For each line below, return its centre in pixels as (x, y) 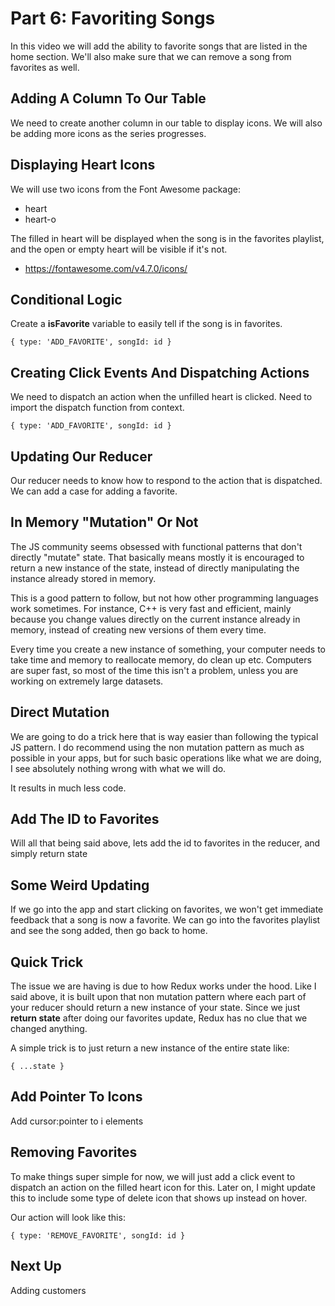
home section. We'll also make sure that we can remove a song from (151, 56)
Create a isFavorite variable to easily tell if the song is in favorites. (146, 324)
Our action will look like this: (68, 1217)
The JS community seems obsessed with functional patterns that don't (156, 546)
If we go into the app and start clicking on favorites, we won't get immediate (167, 909)
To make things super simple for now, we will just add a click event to (153, 1176)
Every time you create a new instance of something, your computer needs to (168, 649)
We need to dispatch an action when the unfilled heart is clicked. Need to (161, 397)
